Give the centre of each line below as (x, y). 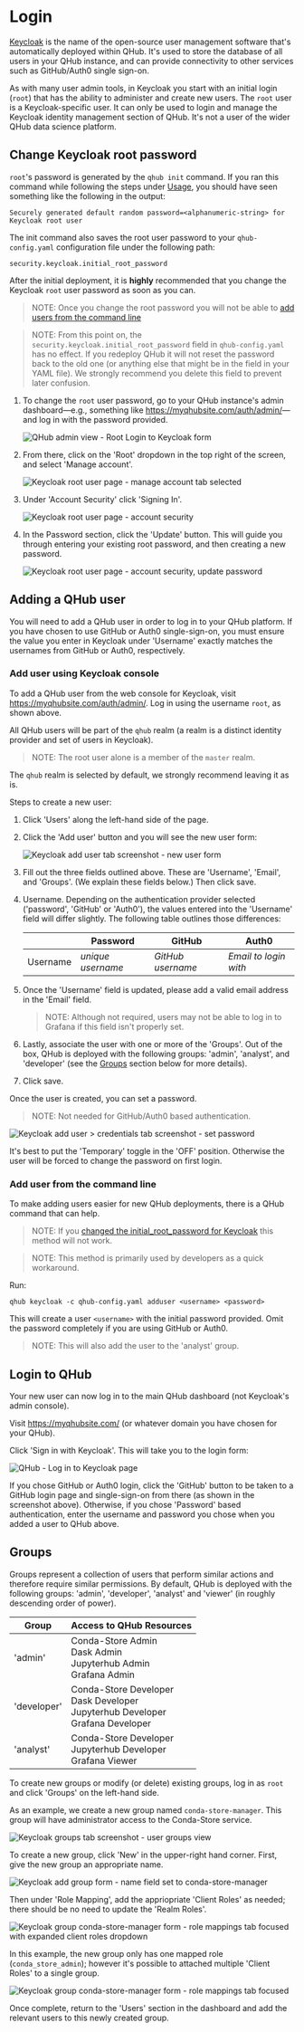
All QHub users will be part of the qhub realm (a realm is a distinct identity (146, 730)
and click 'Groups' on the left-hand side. (85, 1792)
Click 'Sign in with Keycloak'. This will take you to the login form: (129, 1450)
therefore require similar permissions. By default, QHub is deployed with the (151, 1584)
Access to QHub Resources (132, 1625)
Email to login (256, 956)
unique (95, 956)
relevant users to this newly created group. (89, 2018)
